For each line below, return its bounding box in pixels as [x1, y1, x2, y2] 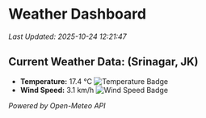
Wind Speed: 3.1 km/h [19, 85, 95, 95]
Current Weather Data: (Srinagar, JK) [8, 55, 200, 69]
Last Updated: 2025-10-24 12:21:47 [8, 32, 127, 41]
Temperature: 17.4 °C [19, 76, 93, 86]
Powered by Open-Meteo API [8, 100, 107, 110]
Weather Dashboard [8, 5, 147, 23]
